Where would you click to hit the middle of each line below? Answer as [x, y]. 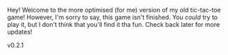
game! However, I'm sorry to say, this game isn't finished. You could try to [113, 17]
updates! [20, 32]
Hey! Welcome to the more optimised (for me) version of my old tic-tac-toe [114, 10]
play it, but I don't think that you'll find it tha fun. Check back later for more [114, 24]
